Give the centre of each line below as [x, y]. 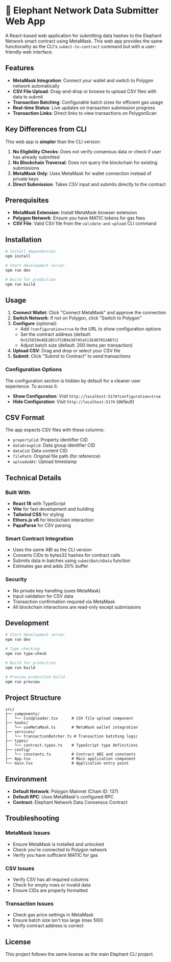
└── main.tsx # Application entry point [67, 764]
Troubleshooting [32, 818]
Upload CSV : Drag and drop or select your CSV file [67, 351]
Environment [26, 779]
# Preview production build [35, 677]
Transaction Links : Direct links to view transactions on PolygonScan [85, 113]
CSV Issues [20, 868]
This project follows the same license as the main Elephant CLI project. [80, 954]
